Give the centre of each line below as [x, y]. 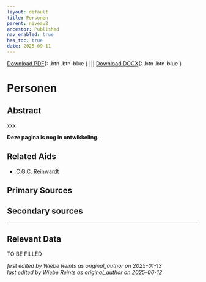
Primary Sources [40, 191]
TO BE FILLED [24, 254]
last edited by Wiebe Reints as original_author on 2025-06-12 [85, 272]
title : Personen [28, 18]
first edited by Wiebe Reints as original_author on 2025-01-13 [84, 265]
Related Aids [32, 157]
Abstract [24, 111]
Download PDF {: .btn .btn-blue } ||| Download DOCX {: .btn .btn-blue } [94, 63]
